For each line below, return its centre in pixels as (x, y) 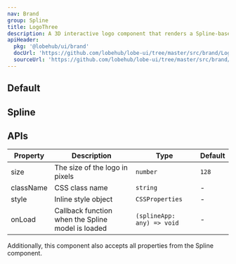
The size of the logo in (91, 168)
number (147, 172)
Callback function (83, 210)
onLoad (24, 220)
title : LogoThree (33, 27)
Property (29, 156)
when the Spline (81, 220)
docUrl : (25, 54)
